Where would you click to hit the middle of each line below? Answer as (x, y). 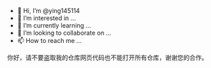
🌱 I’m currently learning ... (54, 25)
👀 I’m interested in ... (47, 18)
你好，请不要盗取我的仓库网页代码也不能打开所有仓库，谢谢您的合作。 (108, 58)
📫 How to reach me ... (49, 41)
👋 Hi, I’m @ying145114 (49, 11)
